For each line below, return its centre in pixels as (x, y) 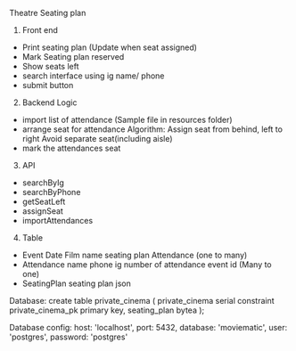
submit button (48, 85)
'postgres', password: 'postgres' (69, 337)
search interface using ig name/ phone (93, 76)
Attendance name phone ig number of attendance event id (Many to (147, 265)
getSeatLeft (44, 201)
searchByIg (43, 183)
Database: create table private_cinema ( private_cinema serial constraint (142, 301)
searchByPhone (51, 192)
